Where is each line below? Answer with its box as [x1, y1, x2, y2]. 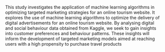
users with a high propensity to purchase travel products [5, 41, 122, 47]
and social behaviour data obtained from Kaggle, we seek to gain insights [5, 25, 156, 31]
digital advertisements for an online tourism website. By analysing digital [5, 20, 154, 26]
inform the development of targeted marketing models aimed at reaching [5, 36, 155, 42]
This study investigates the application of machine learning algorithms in [5, 4, 155, 10]
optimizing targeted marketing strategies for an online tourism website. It [5, 9, 155, 15]
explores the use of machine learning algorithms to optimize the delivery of [5, 15, 160, 20]
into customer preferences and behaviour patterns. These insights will [5, 31, 150, 36]
